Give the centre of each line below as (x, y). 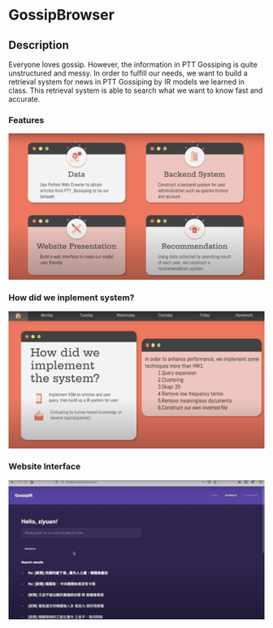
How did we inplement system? (71, 298)
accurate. (24, 99)
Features (26, 120)
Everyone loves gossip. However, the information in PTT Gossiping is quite (133, 64)
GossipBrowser (62, 15)
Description (39, 45)
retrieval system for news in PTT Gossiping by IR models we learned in (127, 82)
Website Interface (45, 467)
